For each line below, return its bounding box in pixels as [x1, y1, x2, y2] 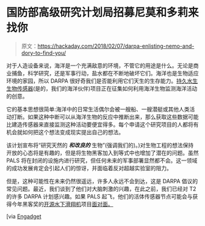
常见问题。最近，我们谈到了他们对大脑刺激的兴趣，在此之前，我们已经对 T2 [6, 185, 196, 192]
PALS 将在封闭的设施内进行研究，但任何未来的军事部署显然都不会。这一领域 [6, 157, 198, 164]
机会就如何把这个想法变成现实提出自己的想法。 [6, 128, 124, 135]
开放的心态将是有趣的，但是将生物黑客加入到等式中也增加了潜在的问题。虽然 [6, 149, 199, 156]
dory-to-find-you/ [21, 49, 66, 56]
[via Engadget [6, 213, 41, 220]
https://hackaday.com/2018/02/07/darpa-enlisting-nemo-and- [37, 42, 195, 50]
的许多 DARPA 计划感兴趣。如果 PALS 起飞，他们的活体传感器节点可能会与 [6, 192, 193, 200]
